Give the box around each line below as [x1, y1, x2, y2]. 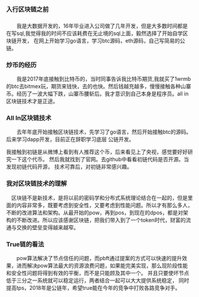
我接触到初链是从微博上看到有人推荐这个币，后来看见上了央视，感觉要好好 [6, 148, 188, 155]
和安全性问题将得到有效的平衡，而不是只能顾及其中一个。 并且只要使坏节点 [6, 270, 190, 277]
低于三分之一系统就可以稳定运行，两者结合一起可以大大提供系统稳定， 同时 [6, 277, 190, 284]
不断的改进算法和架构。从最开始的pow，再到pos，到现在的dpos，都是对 [6, 209, 184, 216]
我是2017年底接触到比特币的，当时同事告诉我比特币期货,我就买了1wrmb [17, 75, 191, 82]
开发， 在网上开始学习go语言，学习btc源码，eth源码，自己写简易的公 [16, 37, 185, 44]
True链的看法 [6, 240, 44, 248]
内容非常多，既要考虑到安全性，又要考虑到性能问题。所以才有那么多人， [16, 202, 193, 209]
